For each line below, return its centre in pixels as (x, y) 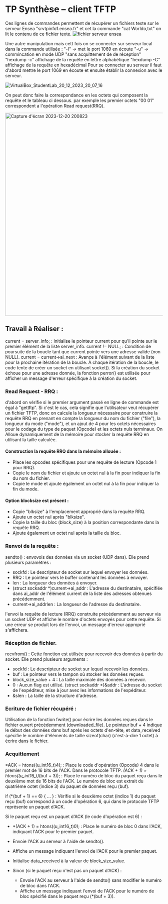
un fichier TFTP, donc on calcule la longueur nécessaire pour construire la (81, 413)
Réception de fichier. (31, 643)
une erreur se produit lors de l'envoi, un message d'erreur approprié (75, 625)
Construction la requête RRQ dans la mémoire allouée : (63, 451)
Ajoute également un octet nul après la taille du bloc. (66, 533)
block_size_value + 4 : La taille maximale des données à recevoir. (79, 680)
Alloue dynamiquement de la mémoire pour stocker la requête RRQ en (77, 434)
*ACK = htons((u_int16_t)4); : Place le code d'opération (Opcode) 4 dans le (82, 765)
